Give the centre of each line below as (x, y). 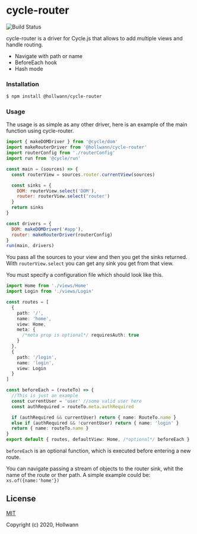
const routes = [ (28, 302)
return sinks (28, 208)
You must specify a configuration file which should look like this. (85, 275)
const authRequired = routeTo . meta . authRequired (73, 407)
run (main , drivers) (30, 246)
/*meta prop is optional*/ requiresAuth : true (80, 335)
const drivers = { (29, 223)
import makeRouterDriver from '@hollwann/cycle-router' (77, 147)
